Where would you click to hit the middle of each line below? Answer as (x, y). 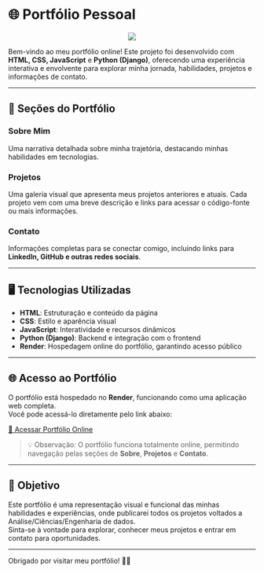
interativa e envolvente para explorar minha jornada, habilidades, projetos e (130, 68)
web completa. (32, 405)
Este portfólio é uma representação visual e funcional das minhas (114, 505)
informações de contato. (48, 76)
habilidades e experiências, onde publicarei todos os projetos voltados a (125, 512)
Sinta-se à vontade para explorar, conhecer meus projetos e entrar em (122, 530)
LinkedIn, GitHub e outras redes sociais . (75, 257)
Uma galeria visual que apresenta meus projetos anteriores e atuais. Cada (128, 194)
